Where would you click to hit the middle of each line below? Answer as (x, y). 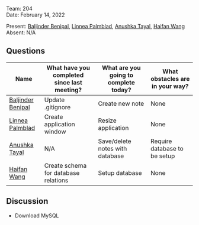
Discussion (27, 201)
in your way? (170, 86)
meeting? (68, 90)
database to (167, 148)
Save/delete (115, 141)
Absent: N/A (21, 32)
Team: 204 (19, 9)
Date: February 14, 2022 (36, 15)
